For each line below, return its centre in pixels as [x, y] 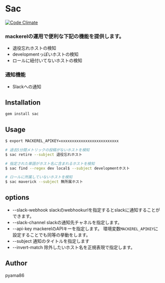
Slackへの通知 [27, 86]
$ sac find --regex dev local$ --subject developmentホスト [68, 168]
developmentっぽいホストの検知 [45, 54]
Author [16, 263]
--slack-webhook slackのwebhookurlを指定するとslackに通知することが [86, 210]
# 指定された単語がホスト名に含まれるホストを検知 [50, 163]
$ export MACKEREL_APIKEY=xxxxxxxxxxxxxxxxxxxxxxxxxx [62, 141]
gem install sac [22, 114]
